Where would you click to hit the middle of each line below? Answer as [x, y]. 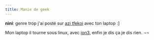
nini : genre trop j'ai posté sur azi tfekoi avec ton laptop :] [62, 23]
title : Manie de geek [27, 9]
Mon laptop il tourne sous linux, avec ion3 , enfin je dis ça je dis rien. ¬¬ [77, 32]
